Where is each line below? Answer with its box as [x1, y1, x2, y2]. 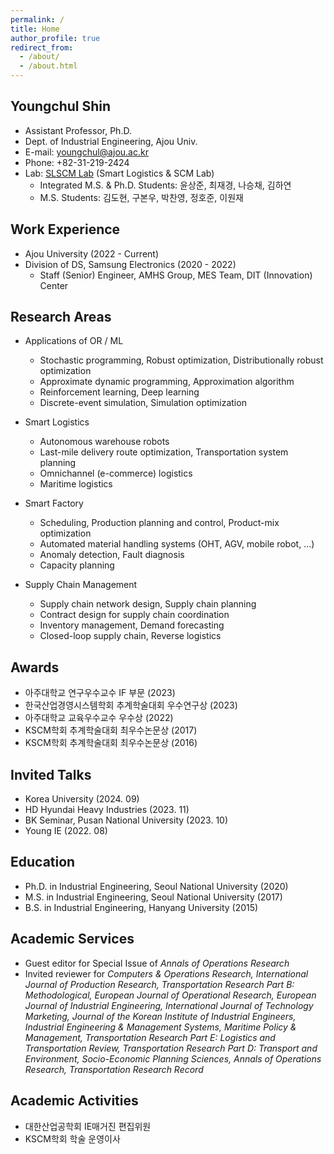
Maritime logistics [39, 478, 113, 490]
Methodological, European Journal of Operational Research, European [24, 989, 317, 1001]
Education [10, 854, 76, 871]
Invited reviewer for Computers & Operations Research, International [24, 967, 309, 980]
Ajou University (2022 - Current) [24, 247, 160, 260]
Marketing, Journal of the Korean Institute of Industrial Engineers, [24, 1010, 297, 1022]
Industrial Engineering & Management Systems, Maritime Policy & [24, 1021, 297, 1033]
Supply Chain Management [24, 579, 138, 591]
